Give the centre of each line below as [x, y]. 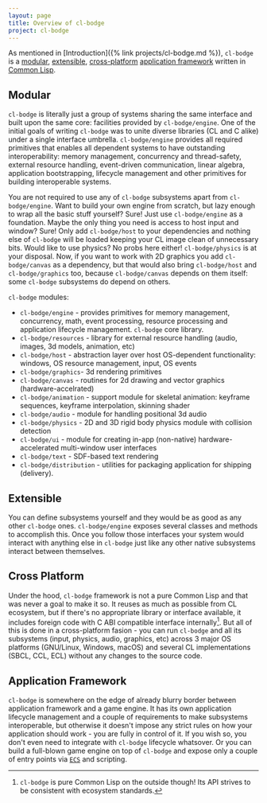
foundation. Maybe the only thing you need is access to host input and [124, 223]
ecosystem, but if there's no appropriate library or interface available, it [125, 612]
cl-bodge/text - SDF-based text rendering [89, 456]
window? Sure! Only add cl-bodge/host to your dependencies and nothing [130, 231]
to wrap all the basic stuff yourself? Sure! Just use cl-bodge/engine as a [126, 214]
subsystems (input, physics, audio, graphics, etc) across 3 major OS [120, 639]
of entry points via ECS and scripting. [68, 759]
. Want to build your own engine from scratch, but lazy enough [153, 206]
